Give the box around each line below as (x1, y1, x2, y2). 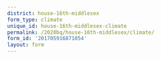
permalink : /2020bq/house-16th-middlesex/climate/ (7, 28, 155, 36)
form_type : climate (7, 16, 63, 23)
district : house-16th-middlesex (7, 9, 99, 17)
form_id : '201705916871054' (7, 35, 88, 42)
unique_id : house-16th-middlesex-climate (7, 22, 127, 29)
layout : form (7, 41, 45, 48)
